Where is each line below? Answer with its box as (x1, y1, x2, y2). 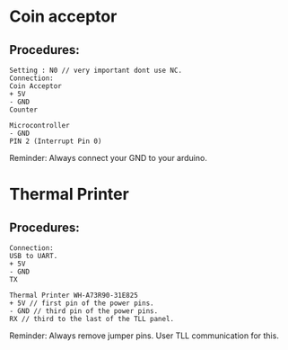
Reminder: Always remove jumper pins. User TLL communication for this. (9, 330, 280, 341)
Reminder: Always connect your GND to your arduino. (9, 153, 208, 163)
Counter (9, 105, 39, 114)
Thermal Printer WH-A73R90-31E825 (9, 291, 139, 300)
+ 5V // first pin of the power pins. (9, 299, 154, 308)
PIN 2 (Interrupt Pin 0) (9, 137, 102, 146)
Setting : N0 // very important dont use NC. (9, 66, 182, 75)
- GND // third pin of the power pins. (9, 307, 159, 316)
